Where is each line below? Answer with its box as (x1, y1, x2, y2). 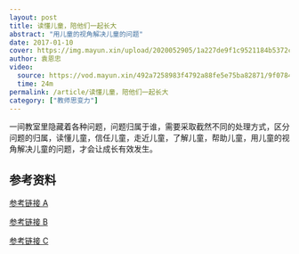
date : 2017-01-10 (9, 37, 74, 47)
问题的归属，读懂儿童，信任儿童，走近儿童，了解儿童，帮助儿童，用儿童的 (9, 133, 282, 143)
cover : (9, 46, 34, 55)
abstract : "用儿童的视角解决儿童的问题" (9, 29, 144, 38)
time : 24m (17, 79, 53, 88)
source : (17, 71, 46, 80)
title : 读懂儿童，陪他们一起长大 (9, 21, 117, 30)
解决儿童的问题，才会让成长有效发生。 (16, 143, 158, 154)
